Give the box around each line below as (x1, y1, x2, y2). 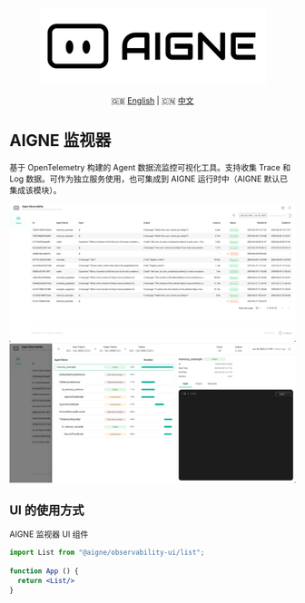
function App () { (9, 567, 79, 576)
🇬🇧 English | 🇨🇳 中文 (111, 94, 194, 106)
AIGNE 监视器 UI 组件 (9, 529, 89, 540)
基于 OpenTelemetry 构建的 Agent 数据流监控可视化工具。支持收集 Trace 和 (9, 161, 291, 172)
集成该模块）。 (9, 184, 62, 195)
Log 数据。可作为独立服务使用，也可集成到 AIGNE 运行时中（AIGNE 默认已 (9, 173, 289, 184)
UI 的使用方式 (9, 502, 84, 519)
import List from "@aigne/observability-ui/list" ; (9, 548, 205, 557)
